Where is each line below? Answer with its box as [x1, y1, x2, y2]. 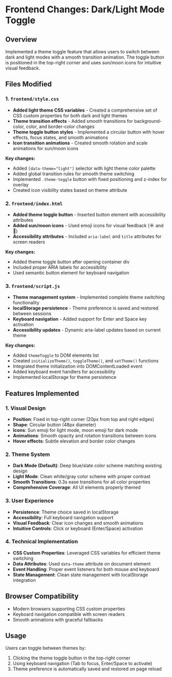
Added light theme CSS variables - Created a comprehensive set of [12, 107, 158, 113]
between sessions [12, 310, 51, 317]
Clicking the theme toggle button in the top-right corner [12, 655, 131, 661]
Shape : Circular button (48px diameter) [12, 422, 97, 428]
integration [12, 577, 36, 583]
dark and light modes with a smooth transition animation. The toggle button [5, 54, 164, 60]
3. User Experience [5, 497, 54, 504]
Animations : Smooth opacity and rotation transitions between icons [12, 432, 157, 438]
